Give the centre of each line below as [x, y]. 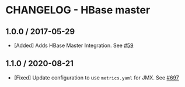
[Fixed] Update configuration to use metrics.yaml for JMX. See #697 [96, 77]
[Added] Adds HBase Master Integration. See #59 [74, 45]
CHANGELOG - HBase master [78, 10]
